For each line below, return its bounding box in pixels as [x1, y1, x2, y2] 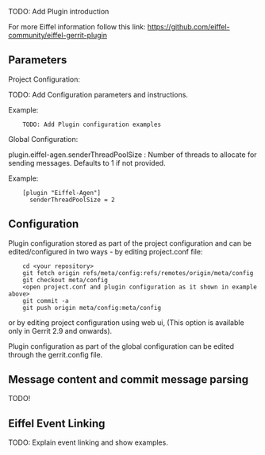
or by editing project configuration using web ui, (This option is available [8, 317, 244, 327]
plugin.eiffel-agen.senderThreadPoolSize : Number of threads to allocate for [8, 150, 257, 159]
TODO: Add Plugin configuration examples [22, 120, 161, 128]
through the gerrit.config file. [8, 350, 103, 359]
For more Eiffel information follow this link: [8, 22, 146, 31]
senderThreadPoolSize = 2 [29, 196, 115, 204]
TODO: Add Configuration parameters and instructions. [8, 90, 189, 99]
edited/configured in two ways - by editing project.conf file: [8, 247, 203, 256]
